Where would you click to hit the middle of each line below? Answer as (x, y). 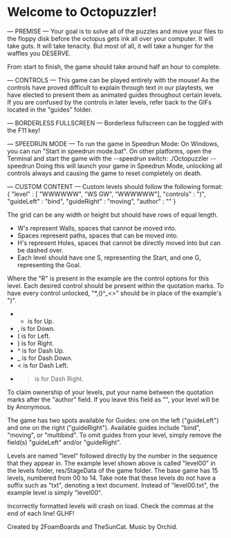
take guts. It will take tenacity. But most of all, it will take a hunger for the (110, 46)
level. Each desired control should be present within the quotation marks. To (115, 285)
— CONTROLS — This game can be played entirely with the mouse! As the (113, 80)
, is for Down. (36, 328)
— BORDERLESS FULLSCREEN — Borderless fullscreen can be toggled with (115, 123)
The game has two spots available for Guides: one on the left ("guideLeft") (113, 420)
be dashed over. (40, 250)
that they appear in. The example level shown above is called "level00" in (111, 463)
